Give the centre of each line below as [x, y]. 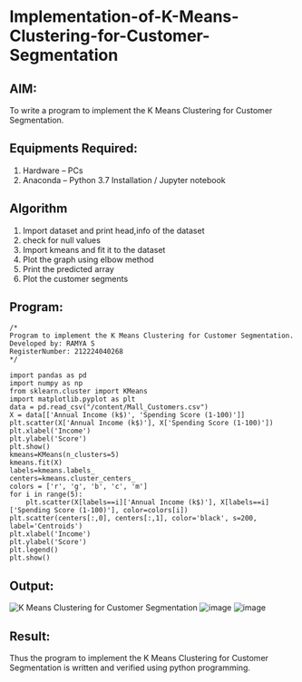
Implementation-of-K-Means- [124, 17]
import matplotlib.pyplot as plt [73, 399]
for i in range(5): [46, 495]
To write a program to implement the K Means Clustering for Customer [141, 110]
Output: [32, 585]
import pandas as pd [49, 375]
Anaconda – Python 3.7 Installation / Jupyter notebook [124, 180]
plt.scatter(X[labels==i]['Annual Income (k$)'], [122, 502]
